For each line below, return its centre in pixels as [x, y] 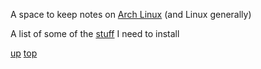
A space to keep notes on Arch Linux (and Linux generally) [131, 14]
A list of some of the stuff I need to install [95, 33]
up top [24, 53]
